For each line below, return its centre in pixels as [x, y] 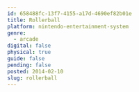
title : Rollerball [34, 20]
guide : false [26, 59]
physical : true [29, 53]
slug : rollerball [32, 78]
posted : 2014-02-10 [35, 71]
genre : [17, 33]
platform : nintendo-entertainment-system [68, 26]
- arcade [26, 39]
